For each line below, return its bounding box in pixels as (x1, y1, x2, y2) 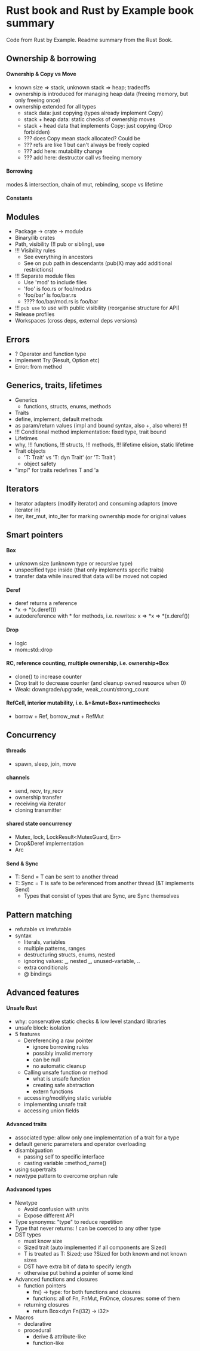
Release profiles (14, 311, 55, 318)
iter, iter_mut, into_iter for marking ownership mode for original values (14, 512, 186, 519)
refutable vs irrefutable (14, 926, 72, 932)
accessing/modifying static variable (23, 1094, 112, 1101)
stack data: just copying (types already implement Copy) (23, 109, 164, 116)
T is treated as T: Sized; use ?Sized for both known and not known (23, 1250, 187, 1257)
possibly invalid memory (32, 1049, 93, 1057)
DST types (14, 1231, 41, 1238)
